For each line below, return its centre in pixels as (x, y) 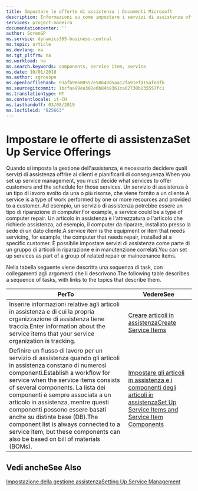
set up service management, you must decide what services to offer (89, 181)
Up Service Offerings (59, 152)
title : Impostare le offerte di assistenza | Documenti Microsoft (89, 11)
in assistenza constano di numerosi (58, 365)
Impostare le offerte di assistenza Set (98, 139)
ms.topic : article (29, 45)
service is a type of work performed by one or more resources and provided (99, 200)
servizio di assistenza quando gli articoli (64, 358)
